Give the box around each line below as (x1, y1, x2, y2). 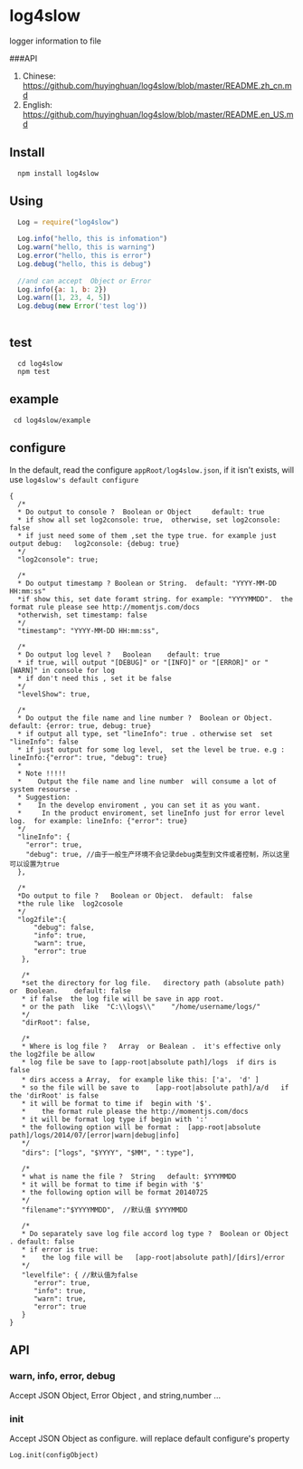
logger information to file (9, 35, 102, 46)
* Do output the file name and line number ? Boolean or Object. (17, 713, 273, 723)
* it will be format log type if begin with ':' (21, 1115, 208, 1124)
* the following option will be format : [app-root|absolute (21, 1122, 260, 1132)
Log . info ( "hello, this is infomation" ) (17, 235, 168, 244)
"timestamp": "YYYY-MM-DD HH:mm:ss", (17, 626, 160, 635)
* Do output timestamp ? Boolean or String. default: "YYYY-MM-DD (17, 579, 278, 588)
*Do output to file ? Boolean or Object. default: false (17, 891, 253, 900)
